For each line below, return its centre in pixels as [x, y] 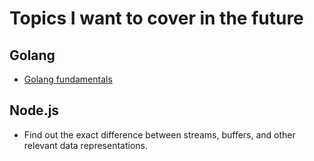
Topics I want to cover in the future [156, 18]
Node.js [34, 110]
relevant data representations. [85, 145]
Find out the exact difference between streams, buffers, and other [159, 134]
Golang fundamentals [68, 79]
